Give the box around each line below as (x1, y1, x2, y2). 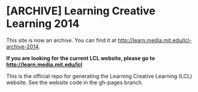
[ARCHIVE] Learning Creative (6, 4, 156, 18)
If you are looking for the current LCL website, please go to (6, 54, 155, 62)
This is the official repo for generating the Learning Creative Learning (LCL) (6, 72, 193, 79)
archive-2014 (6, 43, 39, 50)
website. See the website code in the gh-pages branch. (6, 79, 143, 86)
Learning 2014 (6, 17, 80, 30)
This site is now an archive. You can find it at (6, 36, 117, 44)
